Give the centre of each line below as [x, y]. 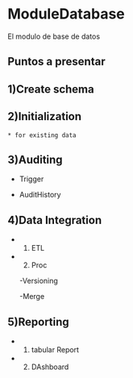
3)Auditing [35, 159]
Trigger [31, 179]
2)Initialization [45, 116]
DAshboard [50, 367]
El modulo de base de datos [54, 36]
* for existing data [42, 135]
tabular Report [55, 349]
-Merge [32, 297]
